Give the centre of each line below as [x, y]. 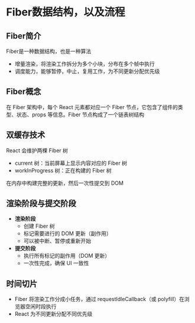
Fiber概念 [24, 92]
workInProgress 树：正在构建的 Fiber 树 [63, 170]
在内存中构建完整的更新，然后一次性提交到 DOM [65, 183]
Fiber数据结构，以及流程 [66, 12]
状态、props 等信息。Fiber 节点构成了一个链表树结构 [80, 114]
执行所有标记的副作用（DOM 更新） [67, 256]
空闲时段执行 [41, 306]
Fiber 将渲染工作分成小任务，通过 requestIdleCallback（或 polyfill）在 [100, 299]
